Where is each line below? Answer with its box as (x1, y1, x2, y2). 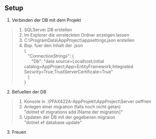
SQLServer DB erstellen (24, 27, 72, 33)
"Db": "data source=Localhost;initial (31, 58, 104, 64)
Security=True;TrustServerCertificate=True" (24, 69, 113, 75)
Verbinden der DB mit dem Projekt (11, 17, 82, 23)
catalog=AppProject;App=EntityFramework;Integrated (24, 63, 133, 69)
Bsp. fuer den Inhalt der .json (24, 42, 83, 48)
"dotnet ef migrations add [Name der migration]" (24, 109, 123, 115)
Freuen (11, 129, 27, 135)
